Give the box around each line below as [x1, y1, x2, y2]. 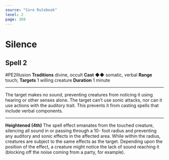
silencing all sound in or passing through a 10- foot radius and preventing [5, 128, 157, 134]
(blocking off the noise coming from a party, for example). [5, 149, 125, 155]
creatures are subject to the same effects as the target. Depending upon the [5, 138, 163, 144]
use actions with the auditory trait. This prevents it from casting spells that [5, 102, 159, 109]
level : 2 [5, 12, 24, 17]
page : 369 [5, 17, 26, 22]
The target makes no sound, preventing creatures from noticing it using [5, 92, 153, 98]
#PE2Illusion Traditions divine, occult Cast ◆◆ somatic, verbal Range [5, 72, 152, 78]
